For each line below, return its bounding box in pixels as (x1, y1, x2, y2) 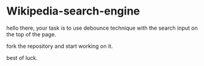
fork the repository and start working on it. (6, 42, 113, 50)
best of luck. (6, 54, 38, 61)
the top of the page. (6, 30, 57, 38)
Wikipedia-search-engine (6, 4, 140, 18)
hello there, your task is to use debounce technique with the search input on (6, 24, 198, 31)
